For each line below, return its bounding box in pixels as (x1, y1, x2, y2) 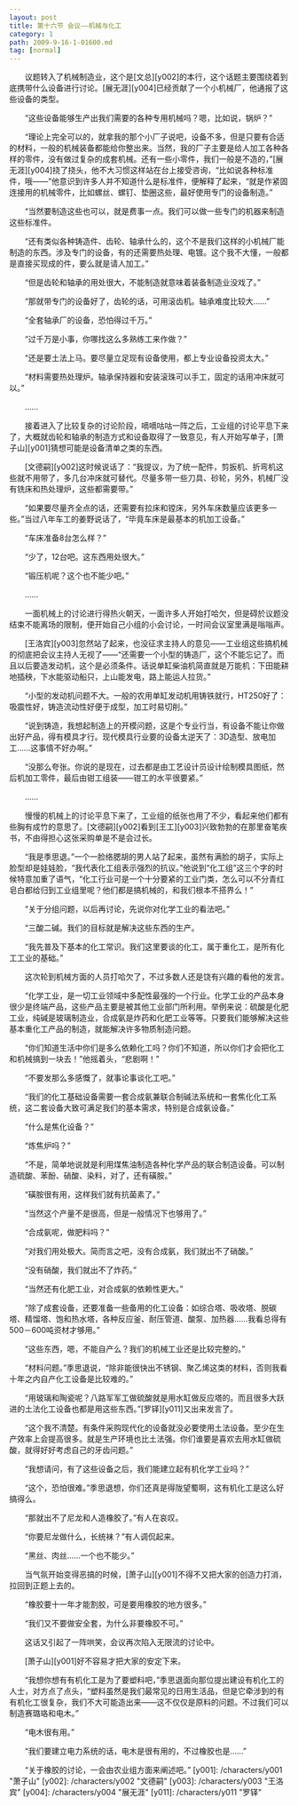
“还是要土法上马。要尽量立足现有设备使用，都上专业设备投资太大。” (24, 353, 269, 364)
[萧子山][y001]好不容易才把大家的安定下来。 (24, 1656, 186, 1666)
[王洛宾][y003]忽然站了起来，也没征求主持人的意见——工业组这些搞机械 (24, 638, 288, 649)
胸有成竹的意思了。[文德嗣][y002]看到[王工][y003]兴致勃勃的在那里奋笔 (16, 821, 280, 832)
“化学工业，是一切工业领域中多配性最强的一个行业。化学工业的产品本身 (24, 990, 286, 1001)
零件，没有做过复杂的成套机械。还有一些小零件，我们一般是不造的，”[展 (24, 154, 284, 164)
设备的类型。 (16, 94, 64, 105)
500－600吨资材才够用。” (9, 1325, 100, 1336)
